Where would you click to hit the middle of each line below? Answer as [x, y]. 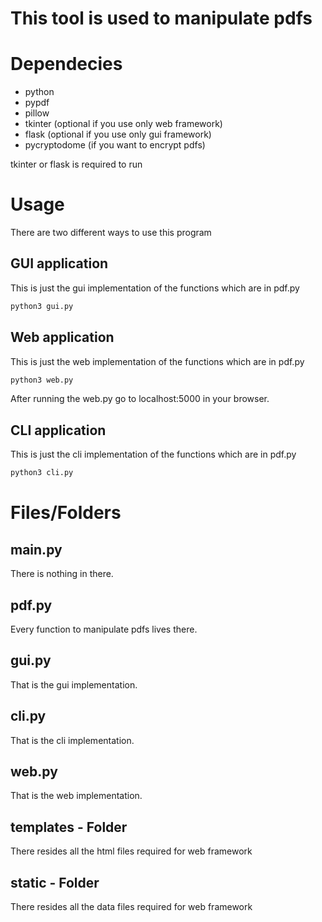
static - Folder [55, 882]
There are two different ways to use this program [111, 233]
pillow [37, 113]
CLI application [58, 430]
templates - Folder [69, 827]
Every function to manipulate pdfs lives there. [104, 629]
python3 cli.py [42, 473]
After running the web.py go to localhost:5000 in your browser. [140, 399]
